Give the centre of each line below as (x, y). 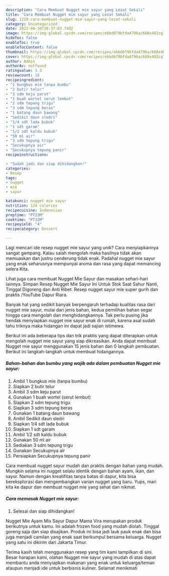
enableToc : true (23, 43)
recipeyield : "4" (24, 224)
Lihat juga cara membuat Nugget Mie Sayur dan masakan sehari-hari (77, 279)
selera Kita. (17, 269)
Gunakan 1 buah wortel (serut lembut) (52, 397)
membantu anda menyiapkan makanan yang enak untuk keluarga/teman (80, 562)
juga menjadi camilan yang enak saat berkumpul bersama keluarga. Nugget (84, 537)
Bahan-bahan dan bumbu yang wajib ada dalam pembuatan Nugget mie (83, 363)
